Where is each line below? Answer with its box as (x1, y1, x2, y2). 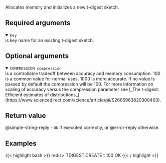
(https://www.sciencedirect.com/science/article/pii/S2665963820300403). (5, 97, 161, 103)
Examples (5, 139, 37, 147)
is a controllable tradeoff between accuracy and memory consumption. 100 (5, 70, 160, 76)
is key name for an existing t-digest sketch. (5, 37, 94, 43)
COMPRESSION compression (10, 66, 62, 71)
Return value (5, 111, 46, 120)
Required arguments (5, 18, 71, 27)
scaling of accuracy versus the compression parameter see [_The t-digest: (5, 86, 159, 92)
